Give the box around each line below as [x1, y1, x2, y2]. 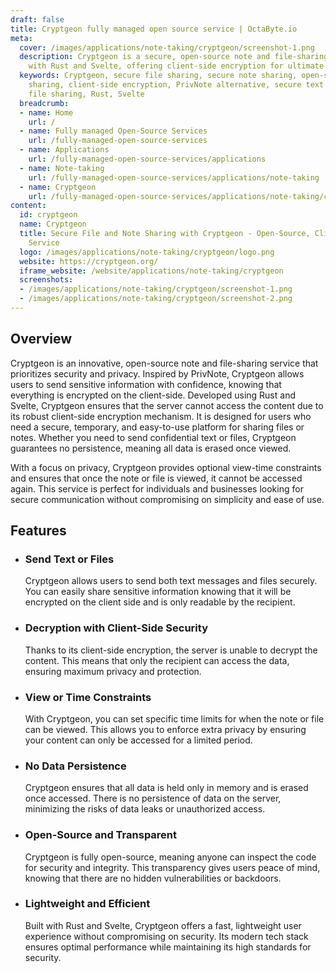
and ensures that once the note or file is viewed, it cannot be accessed [10, 472, 303, 484]
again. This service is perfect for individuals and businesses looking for [10, 482, 304, 495]
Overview [10, 331, 73, 348]
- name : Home [19, 107, 74, 118]
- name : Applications [19, 145, 110, 155]
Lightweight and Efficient [24, 897, 151, 911]
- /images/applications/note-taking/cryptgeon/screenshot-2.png [19, 294, 293, 304]
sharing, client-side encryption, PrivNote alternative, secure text [28, 80, 325, 90]
